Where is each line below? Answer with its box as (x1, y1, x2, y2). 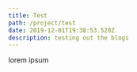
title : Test (8, 11, 48, 20)
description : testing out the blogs (8, 33, 129, 42)
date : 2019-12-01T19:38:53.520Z (8, 26, 115, 34)
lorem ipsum (8, 55, 49, 65)
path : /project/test (8, 19, 77, 27)
